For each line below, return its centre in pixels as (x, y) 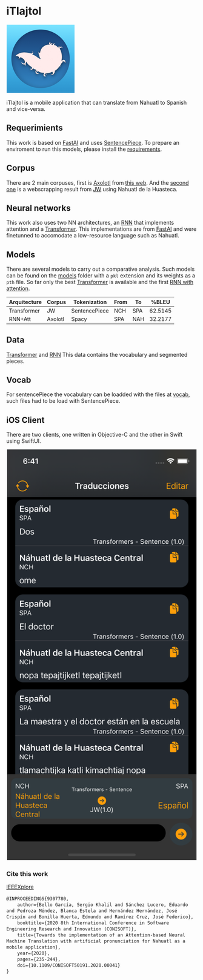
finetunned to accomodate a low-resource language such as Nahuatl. (93, 236)
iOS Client (25, 420)
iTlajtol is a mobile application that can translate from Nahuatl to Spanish (97, 102)
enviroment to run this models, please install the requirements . (84, 149)
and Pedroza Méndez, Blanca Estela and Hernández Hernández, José (92, 911)
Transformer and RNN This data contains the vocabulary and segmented (97, 354)
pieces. (15, 361)
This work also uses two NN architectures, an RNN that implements (90, 223)
